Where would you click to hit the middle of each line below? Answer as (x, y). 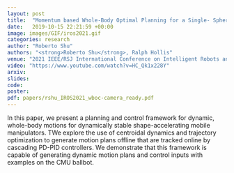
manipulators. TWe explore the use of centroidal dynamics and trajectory (112, 133)
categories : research (39, 40)
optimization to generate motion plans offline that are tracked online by (109, 140)
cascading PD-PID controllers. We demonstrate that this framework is (107, 148)
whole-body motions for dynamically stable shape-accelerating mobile (109, 125)
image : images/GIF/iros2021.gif (54, 33)
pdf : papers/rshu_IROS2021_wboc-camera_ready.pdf (81, 98)
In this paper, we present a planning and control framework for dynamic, (111, 118)
